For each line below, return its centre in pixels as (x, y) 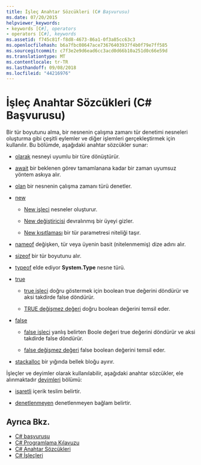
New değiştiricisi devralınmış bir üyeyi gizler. (79, 221)
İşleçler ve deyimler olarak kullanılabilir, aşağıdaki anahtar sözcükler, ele (95, 373)
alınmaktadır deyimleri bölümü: (44, 380)
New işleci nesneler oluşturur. (61, 209)
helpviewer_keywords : (33, 23)
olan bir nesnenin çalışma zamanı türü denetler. (73, 186)
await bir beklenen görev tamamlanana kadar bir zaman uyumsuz (96, 168)
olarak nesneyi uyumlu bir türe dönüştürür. (67, 157)
